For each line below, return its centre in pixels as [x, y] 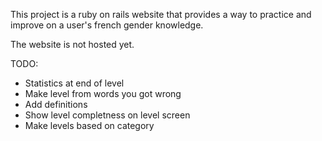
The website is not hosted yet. [72, 44]
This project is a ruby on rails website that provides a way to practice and [161, 14]
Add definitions [56, 104]
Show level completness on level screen [107, 115]
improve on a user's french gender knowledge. [107, 25]
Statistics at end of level [74, 83]
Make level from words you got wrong [103, 93]
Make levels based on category [89, 125]
